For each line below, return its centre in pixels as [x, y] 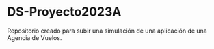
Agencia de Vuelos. [35, 37]
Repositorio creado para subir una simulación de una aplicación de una [107, 31]
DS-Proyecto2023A [64, 12]
